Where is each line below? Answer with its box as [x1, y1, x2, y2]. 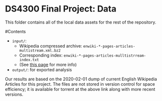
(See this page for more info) [19, 62, 77, 67]
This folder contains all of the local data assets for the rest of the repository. [5, 19, 156, 25]
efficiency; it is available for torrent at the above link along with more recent [5, 86, 156, 92]
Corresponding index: [19, 52, 63, 58]
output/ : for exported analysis [12, 66, 72, 73]
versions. [5, 91, 23, 97]
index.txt [19, 57, 40, 62]
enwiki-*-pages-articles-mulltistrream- [63, 53, 147, 58]
